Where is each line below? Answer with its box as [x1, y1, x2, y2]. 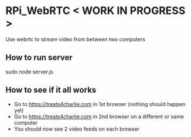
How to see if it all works [5, 85, 97, 95]
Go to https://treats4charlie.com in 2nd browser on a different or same [13, 113, 184, 120]
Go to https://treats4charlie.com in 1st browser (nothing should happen [13, 100, 186, 107]
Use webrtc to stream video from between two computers [5, 36, 146, 43]
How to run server [5, 52, 73, 62]
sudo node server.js [5, 68, 53, 75]
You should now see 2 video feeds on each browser [13, 125, 140, 132]
